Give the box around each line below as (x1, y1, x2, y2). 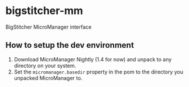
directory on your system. (13, 62, 77, 69)
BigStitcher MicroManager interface (5, 23, 92, 30)
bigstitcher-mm (5, 4, 83, 18)
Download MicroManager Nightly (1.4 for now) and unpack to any (13, 55, 172, 62)
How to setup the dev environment (5, 40, 134, 50)
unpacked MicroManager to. (13, 74, 83, 81)
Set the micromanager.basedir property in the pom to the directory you (13, 68, 184, 75)
